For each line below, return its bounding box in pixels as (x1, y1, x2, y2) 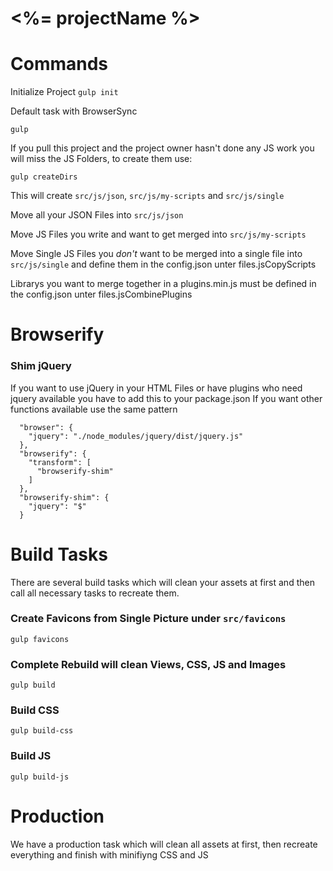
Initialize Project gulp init (10, 86, 119, 98)
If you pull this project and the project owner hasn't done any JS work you (10, 142, 315, 154)
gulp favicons (10, 634, 70, 644)
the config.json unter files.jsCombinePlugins (10, 288, 193, 301)
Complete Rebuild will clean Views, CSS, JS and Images (10, 657, 287, 671)
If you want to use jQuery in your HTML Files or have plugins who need (10, 382, 303, 394)
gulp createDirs (10, 172, 78, 182)
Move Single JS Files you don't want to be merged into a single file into (10, 248, 303, 260)
